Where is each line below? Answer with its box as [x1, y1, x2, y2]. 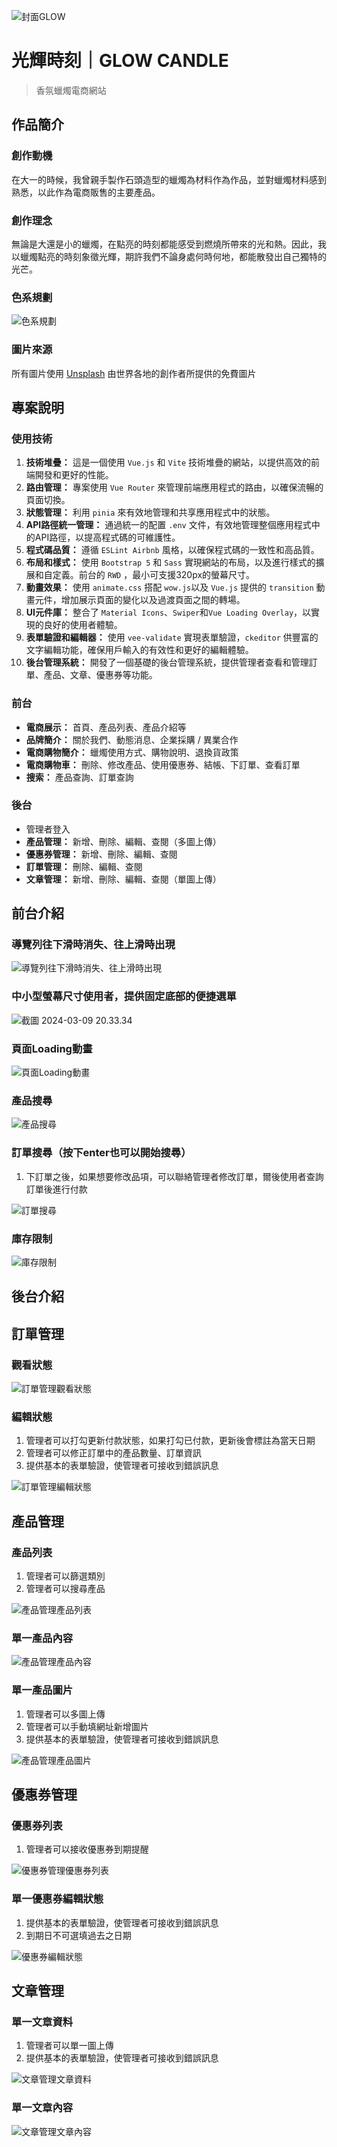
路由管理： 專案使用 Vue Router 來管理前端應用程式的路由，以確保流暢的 [25, 481, 324, 494]
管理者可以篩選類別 [25, 1570, 106, 1582]
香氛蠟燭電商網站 [35, 84, 107, 96]
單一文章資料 [11, 2015, 74, 2029]
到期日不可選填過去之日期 [25, 1929, 132, 1941]
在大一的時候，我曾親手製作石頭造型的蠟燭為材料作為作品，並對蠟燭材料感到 [11, 173, 327, 185]
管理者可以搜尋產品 [25, 1583, 106, 1595]
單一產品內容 [11, 1631, 74, 1645]
